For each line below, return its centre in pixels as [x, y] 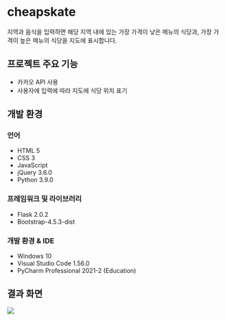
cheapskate [42, 12]
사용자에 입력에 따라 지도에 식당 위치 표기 [72, 91]
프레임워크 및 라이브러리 [45, 199]
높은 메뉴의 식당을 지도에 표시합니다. [68, 40]
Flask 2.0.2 [33, 214]
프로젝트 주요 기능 [43, 64]
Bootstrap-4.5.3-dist [46, 222]
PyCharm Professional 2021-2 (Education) [77, 271]
